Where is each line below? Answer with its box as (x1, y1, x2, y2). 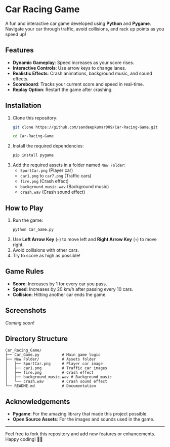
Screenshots (5, 306, 47, 315)
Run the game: (12, 217, 44, 223)
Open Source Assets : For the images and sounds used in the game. (12, 416, 155, 423)
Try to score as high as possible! (12, 252, 81, 258)
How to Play (5, 203, 44, 212)
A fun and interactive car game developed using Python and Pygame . (5, 20, 151, 26)
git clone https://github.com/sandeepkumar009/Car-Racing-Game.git (12, 125, 158, 130)
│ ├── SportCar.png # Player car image (5, 361, 103, 367)
